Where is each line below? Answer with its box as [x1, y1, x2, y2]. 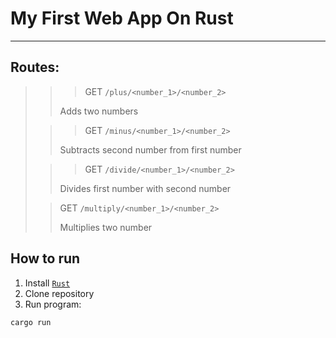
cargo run [10, 317, 52, 327]
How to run [10, 250, 81, 267]
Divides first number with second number [59, 182, 232, 194]
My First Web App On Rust [10, 7, 234, 30]
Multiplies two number [59, 221, 153, 233]
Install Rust [24, 277, 71, 289]
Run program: [24, 298, 82, 310]
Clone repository [24, 287, 95, 299]
